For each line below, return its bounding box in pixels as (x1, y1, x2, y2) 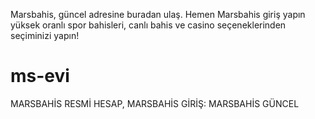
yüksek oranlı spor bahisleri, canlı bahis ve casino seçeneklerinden (10, 19, 287, 31)
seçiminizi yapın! (10, 30, 80, 41)
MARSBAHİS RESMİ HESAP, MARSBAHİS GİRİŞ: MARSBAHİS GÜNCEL (10, 97, 300, 109)
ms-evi (10, 65, 70, 88)
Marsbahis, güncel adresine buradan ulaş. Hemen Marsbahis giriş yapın (10, 9, 306, 20)
